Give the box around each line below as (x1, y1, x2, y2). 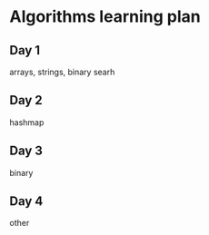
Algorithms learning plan (9, 6, 202, 27)
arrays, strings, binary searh (9, 66, 115, 77)
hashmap (9, 116, 45, 128)
